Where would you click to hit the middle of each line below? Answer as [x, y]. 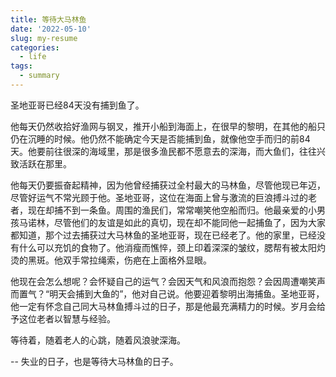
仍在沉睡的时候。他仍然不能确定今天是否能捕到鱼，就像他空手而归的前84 [160, 138]
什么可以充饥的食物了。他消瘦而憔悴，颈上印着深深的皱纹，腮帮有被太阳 [167, 247]
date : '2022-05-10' [51, 29]
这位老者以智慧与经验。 [67, 318]
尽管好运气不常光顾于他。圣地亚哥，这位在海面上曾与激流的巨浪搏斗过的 [159, 197]
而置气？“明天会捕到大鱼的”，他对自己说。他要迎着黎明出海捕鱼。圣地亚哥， [167, 293]
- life [33, 57]
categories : [35, 47]
